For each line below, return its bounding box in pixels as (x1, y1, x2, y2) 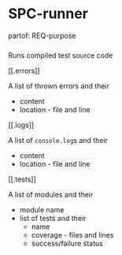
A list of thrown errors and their (8, 81, 110, 91)
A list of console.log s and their (8, 135, 109, 144)
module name (19, 204, 65, 214)
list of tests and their (19, 213, 87, 223)
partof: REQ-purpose (8, 31, 76, 40)
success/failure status (31, 238, 104, 248)
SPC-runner (8, 5, 89, 23)
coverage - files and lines (31, 230, 114, 239)
